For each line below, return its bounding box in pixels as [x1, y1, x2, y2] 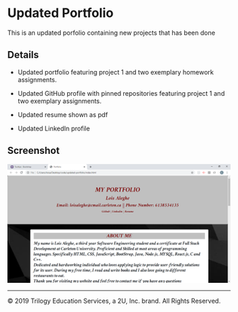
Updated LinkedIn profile [17, 124, 91, 133]
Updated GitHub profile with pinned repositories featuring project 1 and [17, 89, 225, 97]
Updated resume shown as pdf [17, 110, 108, 118]
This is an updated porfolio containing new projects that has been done [7, 28, 216, 37]
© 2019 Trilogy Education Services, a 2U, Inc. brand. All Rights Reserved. [7, 296, 221, 305]
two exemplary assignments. [17, 96, 102, 105]
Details [7, 49, 39, 61]
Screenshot [7, 145, 60, 157]
